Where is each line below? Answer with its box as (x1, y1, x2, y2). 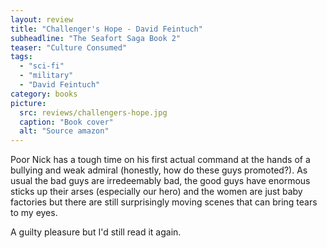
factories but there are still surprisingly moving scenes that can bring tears (10, 196, 318, 208)
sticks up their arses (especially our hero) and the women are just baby (10, 186, 303, 198)
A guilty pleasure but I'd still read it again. (10, 226, 182, 238)
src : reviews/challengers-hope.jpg (19, 107, 168, 118)
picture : (10, 98, 47, 108)
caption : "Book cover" (19, 117, 114, 127)
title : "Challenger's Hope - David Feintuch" (10, 24, 203, 34)
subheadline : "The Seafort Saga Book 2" (10, 33, 182, 43)
